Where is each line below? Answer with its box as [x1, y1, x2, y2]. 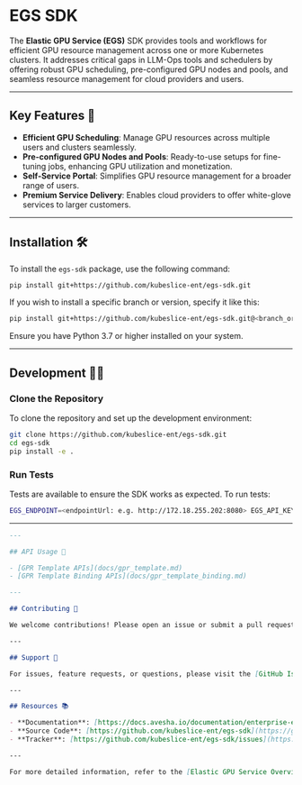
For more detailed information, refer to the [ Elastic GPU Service [9, 767, 268, 776]
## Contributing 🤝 [9, 605, 78, 614]
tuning [22, 160, 47, 171]
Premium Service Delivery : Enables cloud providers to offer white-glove [22, 189, 292, 200]
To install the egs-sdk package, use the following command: [9, 263, 231, 274]
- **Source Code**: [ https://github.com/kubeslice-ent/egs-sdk [9, 726, 252, 735]
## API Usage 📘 [9, 547, 67, 556]
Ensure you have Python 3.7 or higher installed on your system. [9, 331, 244, 342]
